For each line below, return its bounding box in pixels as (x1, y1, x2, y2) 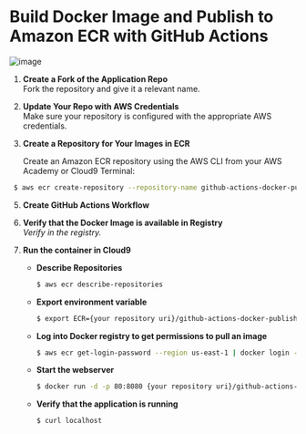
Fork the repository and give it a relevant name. (22, 83, 200, 94)
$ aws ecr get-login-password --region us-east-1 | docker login (36, 348, 290, 357)
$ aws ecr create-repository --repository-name (13, 182, 198, 192)
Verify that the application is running (36, 398, 178, 409)
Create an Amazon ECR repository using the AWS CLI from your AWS (22, 155, 282, 166)
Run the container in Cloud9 (22, 244, 132, 255)
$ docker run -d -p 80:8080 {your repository (36, 382, 212, 391)
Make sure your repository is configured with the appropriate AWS (22, 110, 272, 121)
